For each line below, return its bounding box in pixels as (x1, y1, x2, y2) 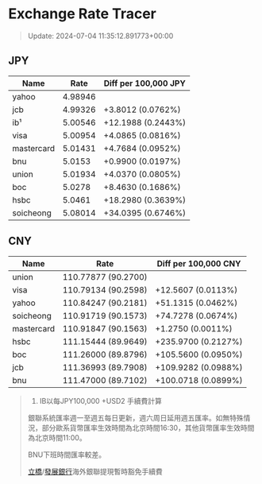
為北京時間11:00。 (27, 432, 87, 442)
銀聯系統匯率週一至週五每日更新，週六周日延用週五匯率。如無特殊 (27, 412, 244, 422)
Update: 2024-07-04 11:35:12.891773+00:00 (27, 31, 174, 41)
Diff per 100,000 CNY (156, 257, 241, 269)
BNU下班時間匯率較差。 (27, 450, 106, 459)
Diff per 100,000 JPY (103, 77, 187, 88)
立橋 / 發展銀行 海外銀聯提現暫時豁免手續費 (27, 467, 163, 476)
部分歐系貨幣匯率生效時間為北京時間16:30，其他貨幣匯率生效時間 (41, 423, 255, 432)
